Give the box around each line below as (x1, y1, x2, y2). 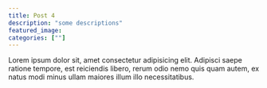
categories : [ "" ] (8, 33, 66, 42)
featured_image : (8, 26, 62, 34)
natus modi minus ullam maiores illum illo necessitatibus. (8, 72, 194, 82)
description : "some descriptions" (8, 19, 124, 27)
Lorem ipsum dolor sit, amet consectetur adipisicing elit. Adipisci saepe (8, 55, 243, 65)
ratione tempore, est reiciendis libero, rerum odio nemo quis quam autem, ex (8, 64, 260, 74)
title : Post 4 (8, 11, 56, 20)
